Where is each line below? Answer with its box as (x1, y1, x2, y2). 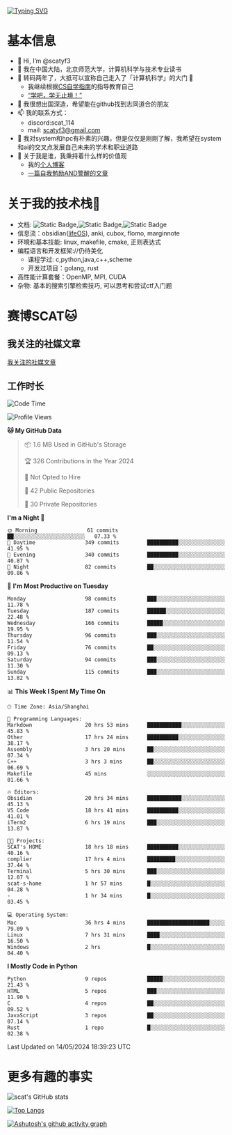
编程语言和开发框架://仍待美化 (17, 246, 103, 254)
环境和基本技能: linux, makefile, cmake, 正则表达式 (17, 238, 162, 246)
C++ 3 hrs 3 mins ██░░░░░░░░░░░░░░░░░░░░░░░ (7, 758, 226, 765)
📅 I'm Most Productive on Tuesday (7, 582, 109, 590)
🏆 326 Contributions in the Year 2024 (24, 456, 134, 465)
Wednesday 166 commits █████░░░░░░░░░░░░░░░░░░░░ (7, 619, 226, 626)
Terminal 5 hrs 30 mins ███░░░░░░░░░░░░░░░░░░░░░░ (7, 867, 226, 874)
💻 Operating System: (7, 911, 69, 918)
